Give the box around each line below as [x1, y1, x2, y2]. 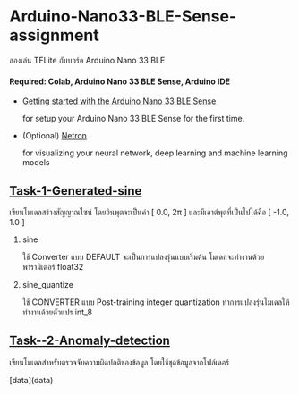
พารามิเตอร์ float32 [21, 261, 84, 272]
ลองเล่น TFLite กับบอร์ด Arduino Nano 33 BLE [9, 54, 166, 65]
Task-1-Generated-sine [9, 183, 142, 198]
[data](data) [9, 374, 54, 385]
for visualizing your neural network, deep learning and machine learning [21, 147, 288, 158]
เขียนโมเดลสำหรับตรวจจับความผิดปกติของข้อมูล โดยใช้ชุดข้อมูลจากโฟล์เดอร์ [9, 356, 230, 367]
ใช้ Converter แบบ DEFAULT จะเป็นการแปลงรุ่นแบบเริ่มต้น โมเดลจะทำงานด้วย [21, 251, 265, 262]
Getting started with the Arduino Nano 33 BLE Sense [21, 96, 217, 106]
